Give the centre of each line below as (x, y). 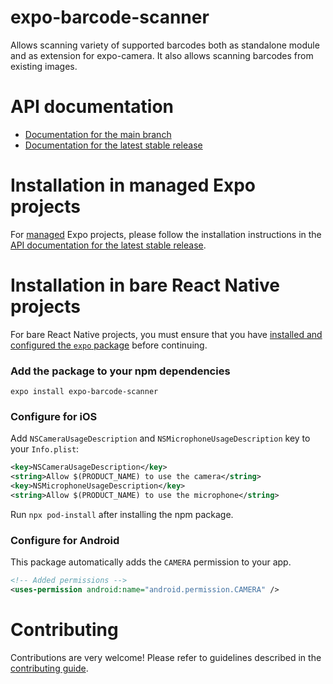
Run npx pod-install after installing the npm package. (122, 514)
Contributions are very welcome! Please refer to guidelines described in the (166, 657)
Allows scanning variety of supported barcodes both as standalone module (165, 45)
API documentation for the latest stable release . (108, 245)
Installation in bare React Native (145, 285)
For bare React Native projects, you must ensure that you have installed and (166, 334)
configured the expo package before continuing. (109, 345)
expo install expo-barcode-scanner (84, 392)
